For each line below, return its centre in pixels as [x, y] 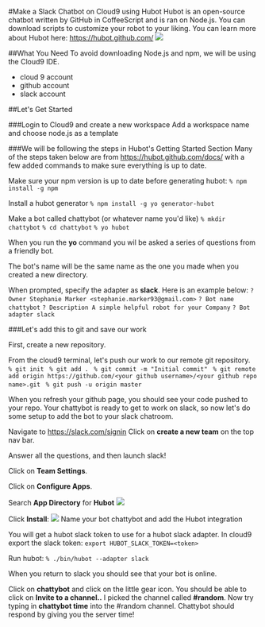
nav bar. [21, 440]
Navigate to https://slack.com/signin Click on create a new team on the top [131, 432]
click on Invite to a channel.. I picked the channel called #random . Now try [131, 598]
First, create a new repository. [57, 344]
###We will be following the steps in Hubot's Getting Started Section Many [131, 149]
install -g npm [33, 188]
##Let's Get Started [40, 109]
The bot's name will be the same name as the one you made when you [124, 266]
